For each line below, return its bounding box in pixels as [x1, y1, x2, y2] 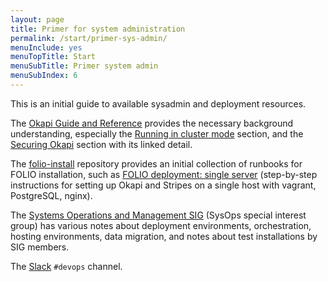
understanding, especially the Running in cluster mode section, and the [10, 127, 304, 140]
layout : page [10, 14, 65, 25]
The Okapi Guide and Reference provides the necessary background [10, 117, 294, 129]
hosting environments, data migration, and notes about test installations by [10, 230, 318, 242]
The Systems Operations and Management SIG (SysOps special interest [10, 209, 307, 221]
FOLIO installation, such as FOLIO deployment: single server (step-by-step [10, 168, 318, 180]
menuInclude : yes [10, 42, 83, 53]
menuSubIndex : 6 [10, 71, 78, 81]
